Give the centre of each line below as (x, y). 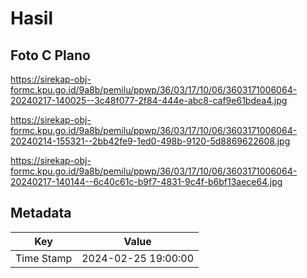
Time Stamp (44, 258)
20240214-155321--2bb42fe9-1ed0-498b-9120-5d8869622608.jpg (150, 141)
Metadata (41, 213)
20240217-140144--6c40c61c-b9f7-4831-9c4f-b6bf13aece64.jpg (146, 181)
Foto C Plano (50, 55)
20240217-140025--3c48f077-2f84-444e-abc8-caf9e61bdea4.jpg (149, 100)
